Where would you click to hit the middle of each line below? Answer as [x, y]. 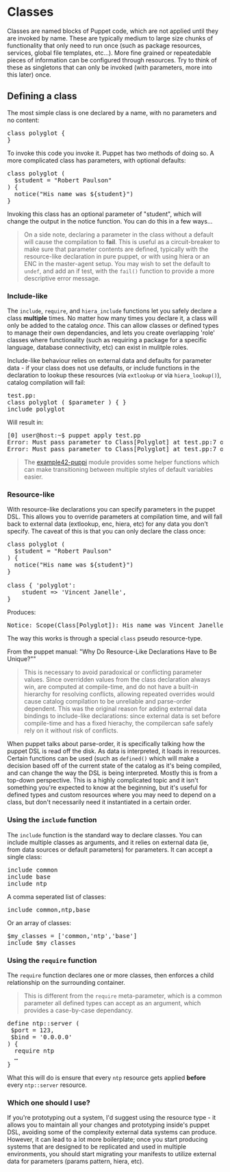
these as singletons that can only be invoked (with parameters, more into [110, 67]
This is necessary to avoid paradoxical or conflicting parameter [113, 672]
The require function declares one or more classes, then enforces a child [111, 975]
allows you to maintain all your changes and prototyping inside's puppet [108, 1125]
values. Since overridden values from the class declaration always [117, 680]
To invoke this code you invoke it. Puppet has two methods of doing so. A [111, 153]
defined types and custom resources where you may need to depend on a [112, 795]
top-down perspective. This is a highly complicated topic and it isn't [103, 780]
